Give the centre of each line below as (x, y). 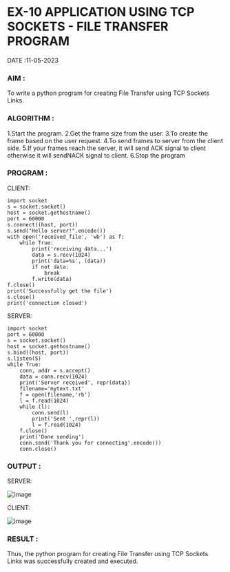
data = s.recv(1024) (61, 255)
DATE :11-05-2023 (33, 60)
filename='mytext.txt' (52, 389)
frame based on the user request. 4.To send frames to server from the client (115, 140)
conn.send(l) (51, 413)
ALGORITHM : (31, 118)
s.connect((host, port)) (43, 224)
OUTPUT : (24, 466)
